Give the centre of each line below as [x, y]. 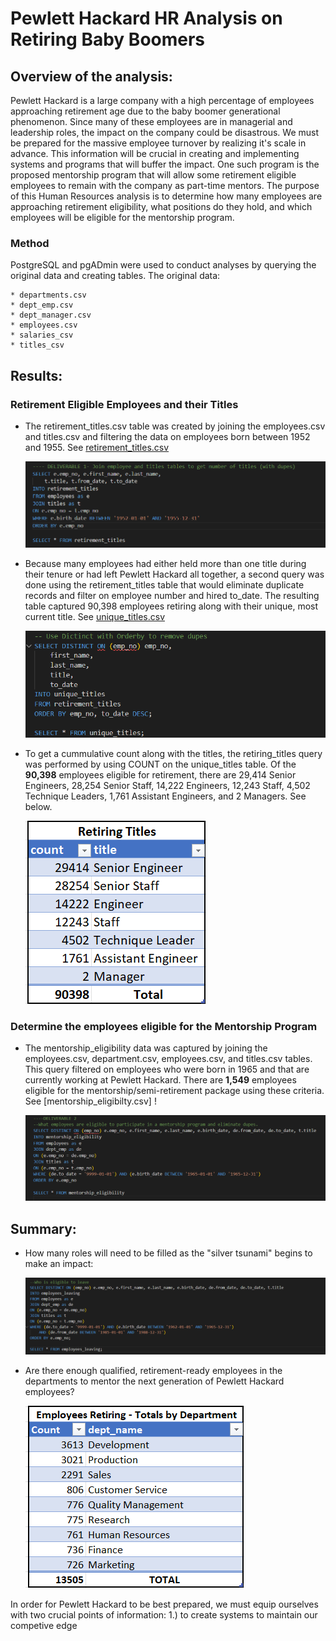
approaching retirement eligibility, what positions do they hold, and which [161, 206]
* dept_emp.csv [42, 305]
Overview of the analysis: [91, 76]
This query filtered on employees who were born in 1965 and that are [167, 1069]
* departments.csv [48, 295]
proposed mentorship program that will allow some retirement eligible [153, 175]
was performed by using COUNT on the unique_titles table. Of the [160, 764]
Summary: [43, 1228]
